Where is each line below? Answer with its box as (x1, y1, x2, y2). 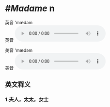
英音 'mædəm (5, 19, 33, 25)
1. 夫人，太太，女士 (5, 96, 49, 103)
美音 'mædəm (5, 47, 33, 53)
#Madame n (5, 3, 55, 14)
